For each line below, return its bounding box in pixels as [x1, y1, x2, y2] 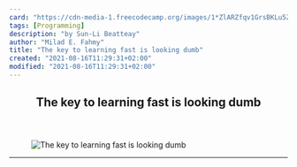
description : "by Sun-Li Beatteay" [9, 29, 141, 38]
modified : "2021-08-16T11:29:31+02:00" [9, 63, 156, 72]
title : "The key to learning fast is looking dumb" [9, 46, 203, 55]
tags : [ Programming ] [9, 21, 86, 30]
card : [9, 12, 29, 22]
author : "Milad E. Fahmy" [9, 37, 104, 47]
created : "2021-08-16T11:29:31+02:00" [9, 54, 152, 63]
